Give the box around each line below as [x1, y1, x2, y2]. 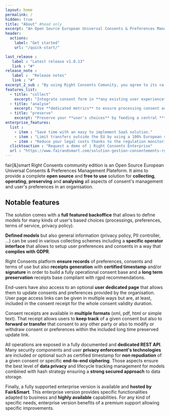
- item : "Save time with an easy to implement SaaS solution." [14, 130, 153, 135]
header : [5, 31, 22, 36]
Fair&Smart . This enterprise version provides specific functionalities [5, 389, 148, 395]
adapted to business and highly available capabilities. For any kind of [5, 394, 151, 400]
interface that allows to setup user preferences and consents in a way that [5, 243, 161, 249]
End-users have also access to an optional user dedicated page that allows [5, 284, 163, 290]
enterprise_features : [5, 120, 51, 125]
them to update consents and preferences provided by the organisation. [5, 289, 155, 296]
